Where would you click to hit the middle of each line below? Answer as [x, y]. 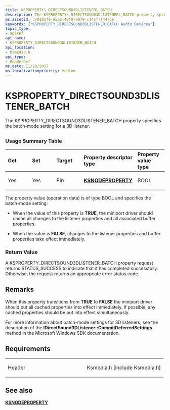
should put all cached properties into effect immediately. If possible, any [80, 307]
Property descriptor [108, 157]
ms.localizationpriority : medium [40, 71]
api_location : [20, 47]
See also [19, 391]
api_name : [16, 38]
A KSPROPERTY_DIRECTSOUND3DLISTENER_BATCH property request [79, 263]
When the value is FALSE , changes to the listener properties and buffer [87, 233]
